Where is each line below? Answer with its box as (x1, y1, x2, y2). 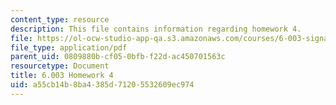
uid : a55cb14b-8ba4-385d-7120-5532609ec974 (10, 80, 195, 90)
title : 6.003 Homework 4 (10, 71, 114, 81)
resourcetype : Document (10, 61, 110, 71)
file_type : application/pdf (10, 42, 128, 53)
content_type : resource (10, 14, 110, 25)
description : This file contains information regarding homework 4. (10, 24, 302, 34)
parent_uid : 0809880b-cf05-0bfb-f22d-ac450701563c (10, 52, 226, 62)
